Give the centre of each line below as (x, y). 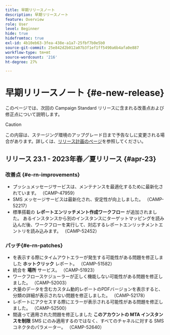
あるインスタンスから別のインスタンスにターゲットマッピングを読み (93, 218)
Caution (13, 124)
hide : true (17, 33)
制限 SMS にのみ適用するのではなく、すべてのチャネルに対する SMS (93, 321)
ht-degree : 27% (21, 62)
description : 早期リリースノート (37, 15)
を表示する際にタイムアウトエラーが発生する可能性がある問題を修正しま (88, 257)
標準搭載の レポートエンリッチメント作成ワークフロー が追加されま (82, 212)
